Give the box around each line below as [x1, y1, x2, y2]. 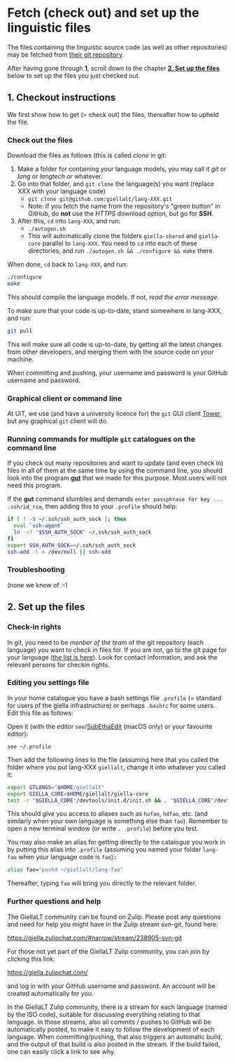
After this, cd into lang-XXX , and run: [17, 217, 121, 225]
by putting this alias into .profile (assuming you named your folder [7, 845, 201, 854]
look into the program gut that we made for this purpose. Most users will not [7, 474, 227, 482]
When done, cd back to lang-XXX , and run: [7, 260, 128, 269]
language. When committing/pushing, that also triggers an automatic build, [7, 1032, 222, 1041]
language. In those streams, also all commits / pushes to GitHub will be [7, 1017, 211, 1026]
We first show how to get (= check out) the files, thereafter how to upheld [7, 110, 219, 118]
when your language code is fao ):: [18, 853, 117, 861]
